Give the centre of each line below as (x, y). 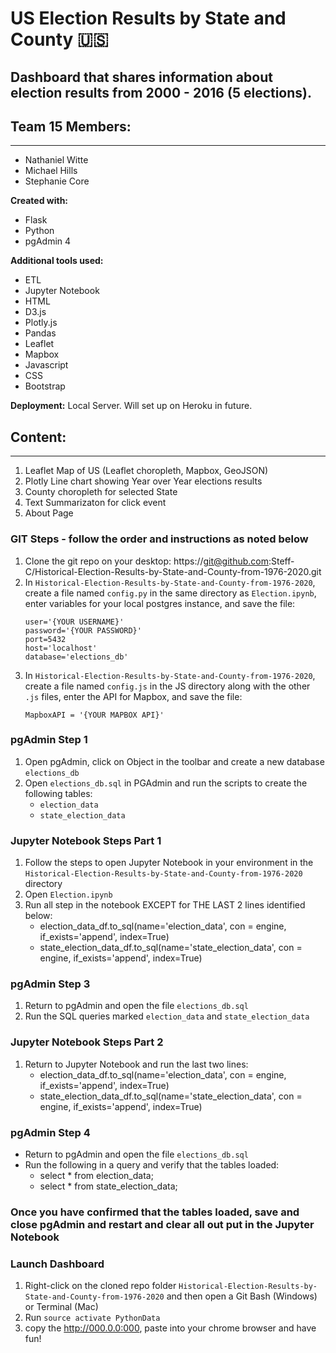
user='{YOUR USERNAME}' (74, 622)
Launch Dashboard (57, 1264)
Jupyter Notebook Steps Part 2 (87, 1042)
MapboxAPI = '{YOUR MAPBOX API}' (94, 715)
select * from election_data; (96, 1175)
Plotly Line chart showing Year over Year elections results (143, 481)
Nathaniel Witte (56, 160)
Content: (38, 437)
